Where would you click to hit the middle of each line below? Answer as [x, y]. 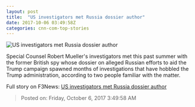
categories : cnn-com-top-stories [48, 28]
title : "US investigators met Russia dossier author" [76, 17]
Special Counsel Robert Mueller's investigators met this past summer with [97, 56]
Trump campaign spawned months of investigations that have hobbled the [97, 69]
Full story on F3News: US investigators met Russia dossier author [86, 87]
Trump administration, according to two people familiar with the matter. [93, 75]
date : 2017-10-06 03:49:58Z [41, 22]
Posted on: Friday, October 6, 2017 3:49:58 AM [78, 98]
